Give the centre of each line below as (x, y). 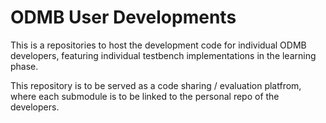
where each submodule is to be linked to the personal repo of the (145, 96)
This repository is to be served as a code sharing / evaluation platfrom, (156, 85)
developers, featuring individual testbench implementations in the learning (163, 55)
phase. (24, 66)
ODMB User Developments (123, 17)
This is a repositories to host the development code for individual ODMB (158, 45)
